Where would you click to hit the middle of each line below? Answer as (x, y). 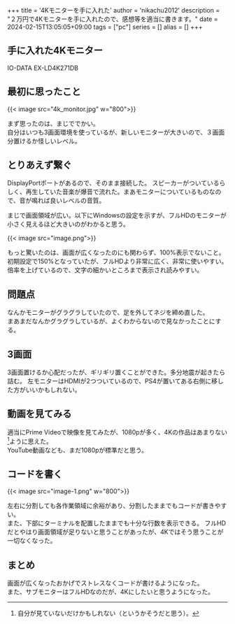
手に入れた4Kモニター (55, 51)
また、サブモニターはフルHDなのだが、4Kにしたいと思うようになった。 (111, 592)
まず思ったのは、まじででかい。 (53, 123)
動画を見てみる (40, 414)
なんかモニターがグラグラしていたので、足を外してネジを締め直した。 (108, 313)
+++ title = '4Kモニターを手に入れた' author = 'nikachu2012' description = (114, 10)
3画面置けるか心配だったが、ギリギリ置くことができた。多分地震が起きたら (116, 372)
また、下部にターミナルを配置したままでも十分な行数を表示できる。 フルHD (116, 523)
